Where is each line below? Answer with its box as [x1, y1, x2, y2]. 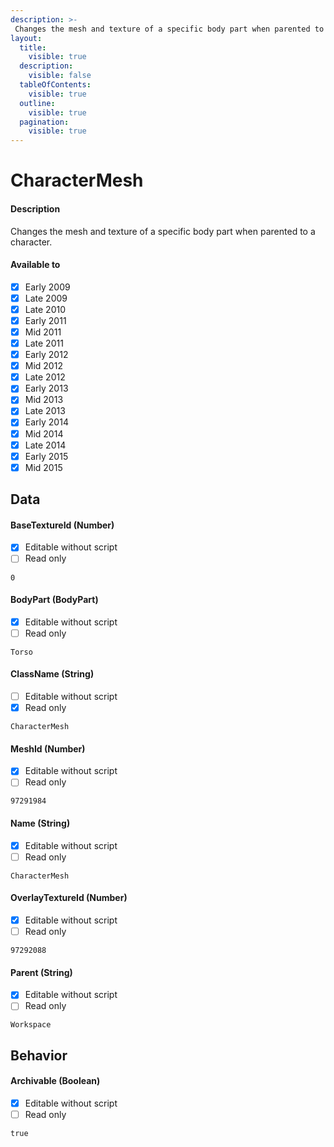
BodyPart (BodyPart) [10, 594, 99, 606]
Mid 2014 [24, 427, 64, 440]
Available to [10, 259, 61, 271]
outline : [19, 98, 56, 108]
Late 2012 [24, 371, 66, 383]
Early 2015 [24, 450, 69, 462]
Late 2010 [24, 303, 66, 315]
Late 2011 [24, 337, 64, 350]
